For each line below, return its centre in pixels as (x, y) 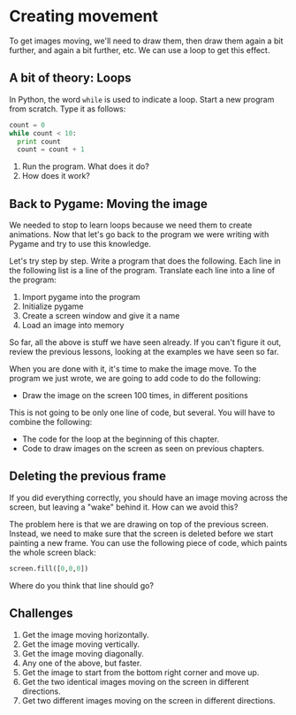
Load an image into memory (73, 326)
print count (39, 142)
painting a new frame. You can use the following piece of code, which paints (148, 542)
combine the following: (51, 422)
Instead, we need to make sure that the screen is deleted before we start (141, 534)
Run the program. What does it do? (86, 166)
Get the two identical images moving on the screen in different (135, 681)
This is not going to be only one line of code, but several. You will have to (142, 412)
